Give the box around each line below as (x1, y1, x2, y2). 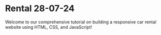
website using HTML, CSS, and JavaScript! (5, 24, 93, 30)
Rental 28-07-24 (5, 3, 75, 14)
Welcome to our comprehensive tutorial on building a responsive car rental (5, 19, 157, 25)
